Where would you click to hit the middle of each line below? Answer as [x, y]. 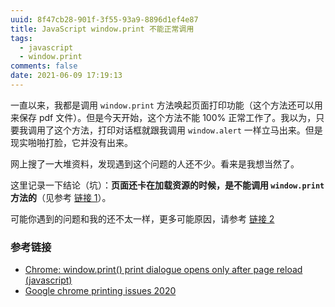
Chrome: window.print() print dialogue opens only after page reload [163, 270]
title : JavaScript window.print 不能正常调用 [102, 29]
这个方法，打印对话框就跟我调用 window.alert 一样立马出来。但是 [188, 130]
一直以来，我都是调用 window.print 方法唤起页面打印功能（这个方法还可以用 [166, 105]
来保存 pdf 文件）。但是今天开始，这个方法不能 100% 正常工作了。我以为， [163, 117]
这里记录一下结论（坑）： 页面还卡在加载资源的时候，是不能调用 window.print [167, 185]
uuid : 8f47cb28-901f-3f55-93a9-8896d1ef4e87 [104, 19]
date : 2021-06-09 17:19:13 [66, 76]
